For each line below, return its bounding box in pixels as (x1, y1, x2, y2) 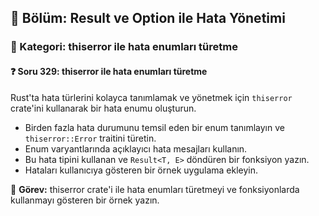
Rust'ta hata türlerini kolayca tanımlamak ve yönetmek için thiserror (10, 91, 293, 103)
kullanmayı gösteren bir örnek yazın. (10, 194, 160, 206)
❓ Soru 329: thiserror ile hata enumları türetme (10, 65, 208, 77)
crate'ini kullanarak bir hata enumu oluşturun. (10, 102, 197, 114)
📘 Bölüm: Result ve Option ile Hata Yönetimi (10, 10, 286, 27)
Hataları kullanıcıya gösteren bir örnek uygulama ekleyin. (24, 164, 259, 176)
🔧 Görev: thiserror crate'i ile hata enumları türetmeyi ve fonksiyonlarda (10, 183, 300, 195)
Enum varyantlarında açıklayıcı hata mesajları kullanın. (24, 142, 248, 155)
